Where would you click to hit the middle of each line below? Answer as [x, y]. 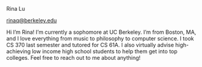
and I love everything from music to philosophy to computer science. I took [100, 38]
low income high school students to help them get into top [105, 51]
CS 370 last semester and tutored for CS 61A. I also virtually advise [90, 45]
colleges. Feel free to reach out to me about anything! [74, 58]
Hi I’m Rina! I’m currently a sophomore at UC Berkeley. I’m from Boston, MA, [101, 32]
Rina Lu [16, 9]
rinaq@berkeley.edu [32, 20]
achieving [19, 51]
